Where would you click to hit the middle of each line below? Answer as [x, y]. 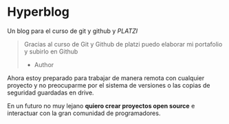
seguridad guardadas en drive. [51, 92]
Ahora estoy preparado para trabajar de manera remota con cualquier [106, 78]
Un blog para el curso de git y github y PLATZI [73, 31]
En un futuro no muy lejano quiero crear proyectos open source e [101, 106]
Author [44, 64]
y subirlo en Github [51, 51]
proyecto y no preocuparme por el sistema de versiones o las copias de [109, 85]
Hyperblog [39, 12]
